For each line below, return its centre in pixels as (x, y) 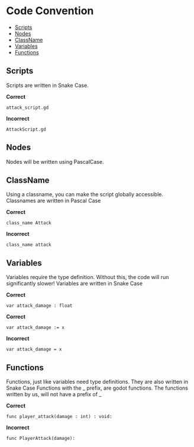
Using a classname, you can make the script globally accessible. (85, 195)
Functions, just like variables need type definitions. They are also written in (97, 382)
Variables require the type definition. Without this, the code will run (88, 277)
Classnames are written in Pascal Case (54, 201)
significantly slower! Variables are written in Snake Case (75, 284)
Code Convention (50, 11)
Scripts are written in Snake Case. (47, 85)
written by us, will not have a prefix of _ (54, 394)
